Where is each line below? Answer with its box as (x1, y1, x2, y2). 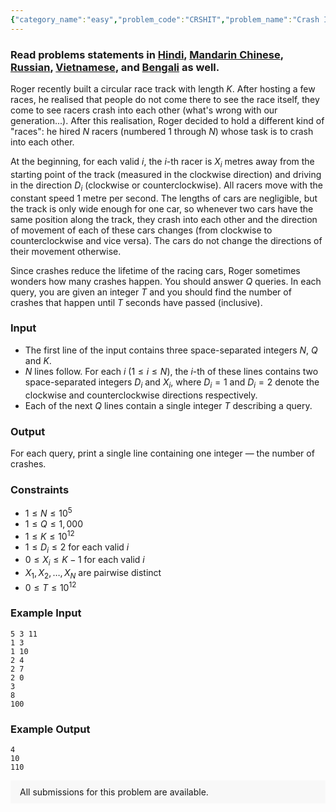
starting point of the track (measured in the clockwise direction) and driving (10, 168, 322, 180)
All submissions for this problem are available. (19, 786, 209, 798)
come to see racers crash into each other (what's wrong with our (10, 104, 278, 116)
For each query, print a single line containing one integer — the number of (10, 447, 315, 459)
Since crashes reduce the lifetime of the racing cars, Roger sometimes (10, 264, 301, 276)
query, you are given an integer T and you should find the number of (10, 286, 292, 298)
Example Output (10, 722, 91, 736)
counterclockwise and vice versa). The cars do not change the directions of (10, 234, 323, 246)
